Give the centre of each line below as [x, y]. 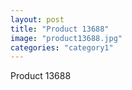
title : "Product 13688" [60, 29]
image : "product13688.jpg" [66, 38]
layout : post [37, 19]
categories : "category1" [62, 47]
